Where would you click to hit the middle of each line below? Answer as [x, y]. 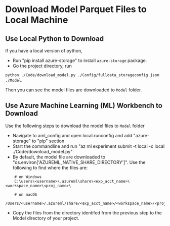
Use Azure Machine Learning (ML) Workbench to [84, 106]
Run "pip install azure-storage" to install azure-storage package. [80, 61]
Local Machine [37, 20]
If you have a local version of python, [44, 51]
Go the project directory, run [42, 66]
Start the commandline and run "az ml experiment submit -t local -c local [89, 146]
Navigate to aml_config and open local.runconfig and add [72, 135]
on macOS [28, 194]
